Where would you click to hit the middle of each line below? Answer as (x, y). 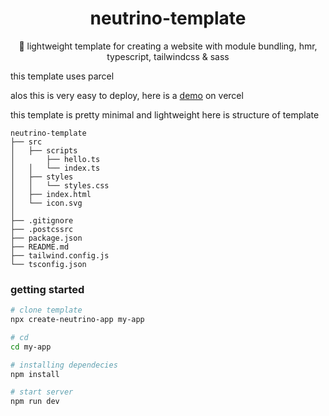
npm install (35, 374)
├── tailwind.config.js (60, 255)
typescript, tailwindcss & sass (168, 56)
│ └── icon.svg (46, 203)
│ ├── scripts (44, 150)
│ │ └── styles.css (60, 185)
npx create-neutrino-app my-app (77, 320)
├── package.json (46, 238)
